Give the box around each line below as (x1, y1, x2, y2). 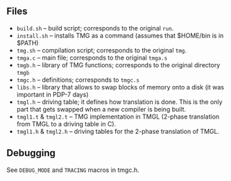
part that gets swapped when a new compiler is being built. (16, 105, 187, 113)
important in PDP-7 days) (16, 90, 89, 98)
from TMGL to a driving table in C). (16, 119, 117, 128)
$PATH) (16, 38, 39, 47)
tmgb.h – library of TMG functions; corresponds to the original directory (16, 60, 221, 69)
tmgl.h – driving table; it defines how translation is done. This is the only (16, 97, 223, 106)
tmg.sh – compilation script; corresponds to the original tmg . (16, 46, 187, 54)
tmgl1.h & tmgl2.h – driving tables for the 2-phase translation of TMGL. (16, 127, 220, 135)
